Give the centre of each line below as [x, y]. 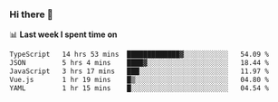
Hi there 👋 [32, 14]
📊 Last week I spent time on [63, 34]
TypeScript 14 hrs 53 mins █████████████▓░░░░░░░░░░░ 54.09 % [139, 55]
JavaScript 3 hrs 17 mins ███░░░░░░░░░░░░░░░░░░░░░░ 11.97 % [139, 71]
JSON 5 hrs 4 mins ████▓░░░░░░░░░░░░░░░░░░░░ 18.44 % [139, 63]
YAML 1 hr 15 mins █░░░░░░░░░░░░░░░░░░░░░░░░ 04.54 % [139, 88]
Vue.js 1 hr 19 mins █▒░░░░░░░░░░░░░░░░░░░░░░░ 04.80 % [139, 79]
